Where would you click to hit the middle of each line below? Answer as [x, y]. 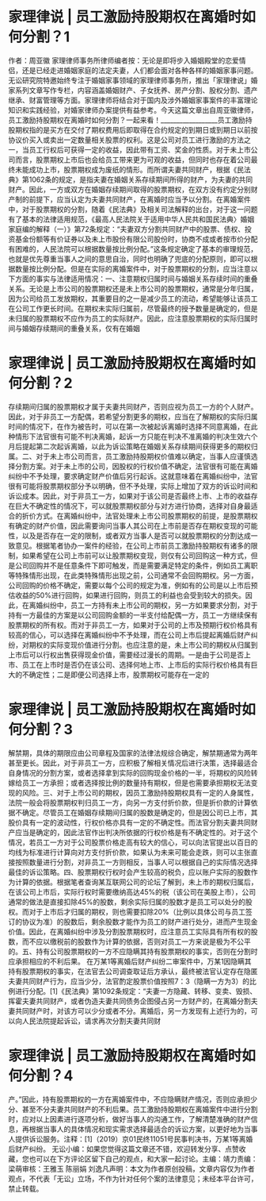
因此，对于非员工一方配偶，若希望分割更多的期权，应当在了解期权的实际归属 [133, 416]
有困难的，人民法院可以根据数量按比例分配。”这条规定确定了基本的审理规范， [133, 248]
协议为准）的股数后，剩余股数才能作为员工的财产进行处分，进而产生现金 [140, 922]
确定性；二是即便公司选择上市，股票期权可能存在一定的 [119, 674]
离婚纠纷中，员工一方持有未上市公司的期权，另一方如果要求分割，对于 [143, 605]
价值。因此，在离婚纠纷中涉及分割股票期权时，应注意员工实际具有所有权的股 [133, 931]
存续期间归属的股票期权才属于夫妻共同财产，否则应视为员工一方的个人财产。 [133, 406]
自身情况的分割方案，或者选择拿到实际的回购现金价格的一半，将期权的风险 [129, 772]
